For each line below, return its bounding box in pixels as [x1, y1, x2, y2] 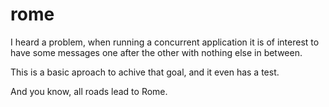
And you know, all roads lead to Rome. [10, 85, 168, 97]
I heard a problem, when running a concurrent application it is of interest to [10, 36, 320, 48]
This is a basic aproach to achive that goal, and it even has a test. [10, 66, 280, 78]
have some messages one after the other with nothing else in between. [10, 46, 303, 58]
